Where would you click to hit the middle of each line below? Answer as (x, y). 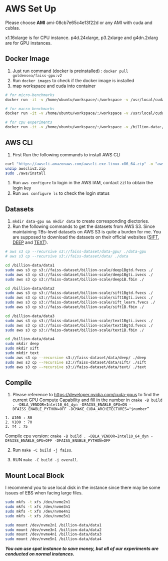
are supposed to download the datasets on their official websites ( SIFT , (86, 237)
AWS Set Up (31, 9)
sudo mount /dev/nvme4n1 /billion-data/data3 (53, 534)
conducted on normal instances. (40, 554)
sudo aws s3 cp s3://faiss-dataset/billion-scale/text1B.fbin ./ (74, 330)
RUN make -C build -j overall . (45, 460)
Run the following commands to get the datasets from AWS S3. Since (83, 226)
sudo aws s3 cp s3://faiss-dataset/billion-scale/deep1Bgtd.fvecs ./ (79, 270)
